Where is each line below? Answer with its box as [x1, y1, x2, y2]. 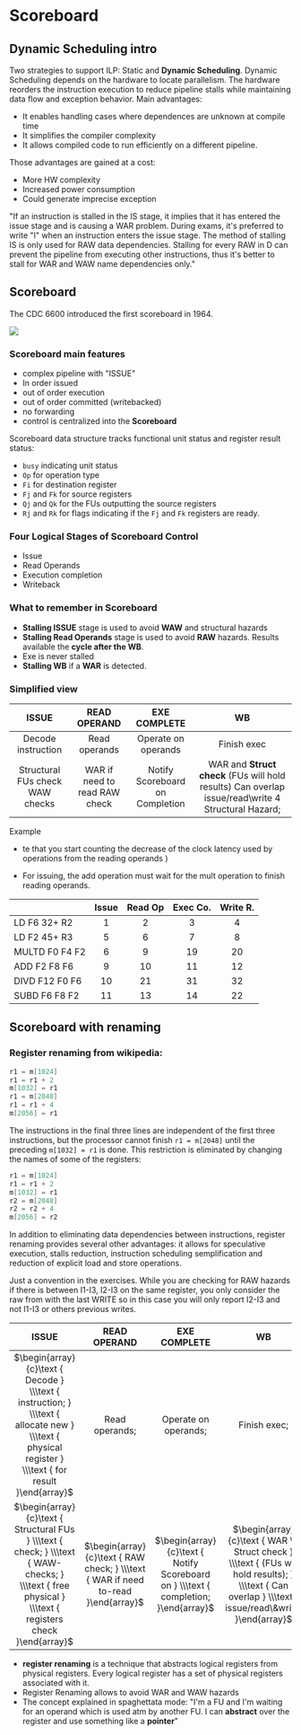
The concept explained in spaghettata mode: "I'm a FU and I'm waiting [21, 1696, 283, 1707]
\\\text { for [21, 1464, 67, 1476]
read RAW [77, 787, 121, 798]
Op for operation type [21, 470, 100, 480]
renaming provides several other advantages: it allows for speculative [9, 1238, 266, 1249]
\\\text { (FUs [228, 1557, 282, 1570]
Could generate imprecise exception [21, 194, 157, 204]
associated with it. [21, 1678, 90, 1688]
